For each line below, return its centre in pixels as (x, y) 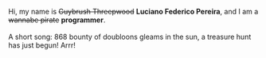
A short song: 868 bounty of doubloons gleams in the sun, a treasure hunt (130, 37)
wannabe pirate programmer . (57, 20)
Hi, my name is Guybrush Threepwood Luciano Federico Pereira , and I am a (133, 12)
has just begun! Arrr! (42, 45)
